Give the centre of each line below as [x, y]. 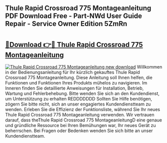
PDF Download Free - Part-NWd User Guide [74, 16]
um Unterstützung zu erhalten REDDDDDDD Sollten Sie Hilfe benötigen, [79, 99]
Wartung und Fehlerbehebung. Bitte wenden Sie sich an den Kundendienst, [82, 93]
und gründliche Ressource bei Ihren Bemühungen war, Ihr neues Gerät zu [81, 125]
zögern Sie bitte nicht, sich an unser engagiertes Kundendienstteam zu [78, 104]
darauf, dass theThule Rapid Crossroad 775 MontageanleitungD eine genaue [84, 120]
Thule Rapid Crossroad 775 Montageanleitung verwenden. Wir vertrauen [80, 115]
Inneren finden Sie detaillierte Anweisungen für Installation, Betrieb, [75, 88]
